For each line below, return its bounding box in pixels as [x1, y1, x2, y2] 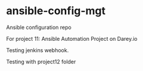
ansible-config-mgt [6, 4, 106, 18]
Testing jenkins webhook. [6, 46, 69, 54]
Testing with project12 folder [6, 58, 76, 65]
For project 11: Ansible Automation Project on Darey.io [6, 35, 138, 42]
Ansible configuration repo [6, 24, 71, 31]
